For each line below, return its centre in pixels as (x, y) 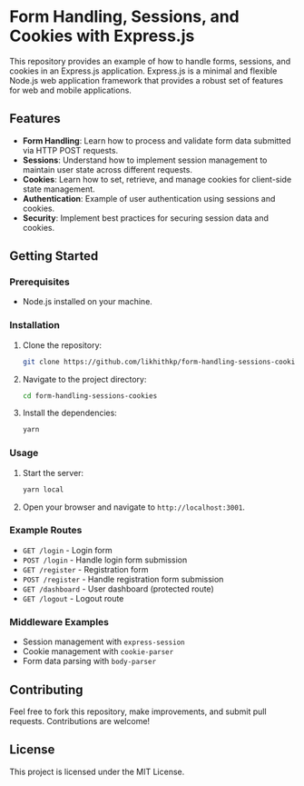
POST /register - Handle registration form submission (123, 579)
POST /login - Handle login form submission (105, 560)
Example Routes (46, 531)
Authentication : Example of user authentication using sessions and (149, 198)
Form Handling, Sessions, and (124, 17)
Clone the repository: (62, 345)
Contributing (46, 689)
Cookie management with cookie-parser (98, 652)
